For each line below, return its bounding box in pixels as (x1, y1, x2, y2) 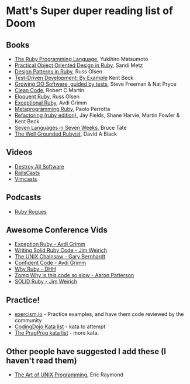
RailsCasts (14, 169, 40, 176)
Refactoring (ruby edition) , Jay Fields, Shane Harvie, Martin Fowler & (14, 112, 180, 119)
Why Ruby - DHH (14, 265, 57, 272)
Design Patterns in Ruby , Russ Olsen (14, 68, 103, 75)
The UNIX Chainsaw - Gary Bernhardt (14, 253, 106, 260)
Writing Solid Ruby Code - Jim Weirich (14, 247, 107, 254)
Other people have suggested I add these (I (6, 346, 167, 356)
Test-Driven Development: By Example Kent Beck (14, 75, 134, 81)
